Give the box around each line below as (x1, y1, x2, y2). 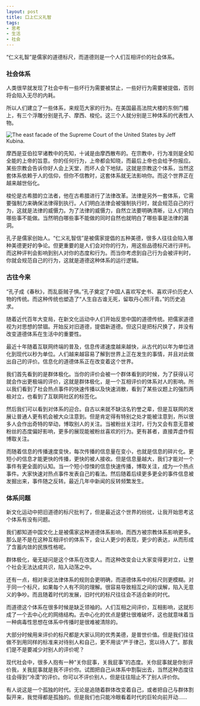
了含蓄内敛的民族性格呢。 (6, 543, 69, 550)
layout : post (6, 8, 39, 15)
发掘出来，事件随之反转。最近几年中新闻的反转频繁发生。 (6, 477, 147, 485)
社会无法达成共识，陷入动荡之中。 (11, 563, 95, 570)
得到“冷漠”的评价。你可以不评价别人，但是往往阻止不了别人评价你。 (16, 673, 183, 680)
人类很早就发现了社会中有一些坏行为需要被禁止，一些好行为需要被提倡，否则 (6, 84, 194, 92)
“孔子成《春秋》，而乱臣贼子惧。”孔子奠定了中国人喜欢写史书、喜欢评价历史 (6, 288, 189, 295)
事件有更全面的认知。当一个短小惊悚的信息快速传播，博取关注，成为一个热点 (6, 462, 194, 470)
